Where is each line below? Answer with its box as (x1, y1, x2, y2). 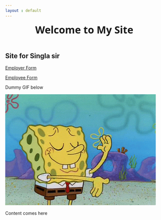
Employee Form (5, 75, 38, 81)
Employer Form (5, 65, 37, 71)
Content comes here (5, 210, 48, 216)
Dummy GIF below (5, 84, 44, 90)
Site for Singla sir (5, 52, 60, 60)
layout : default (5, 8, 42, 13)
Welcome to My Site (35, 23, 134, 37)
